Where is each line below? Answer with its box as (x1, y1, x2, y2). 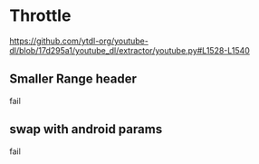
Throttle (9, 5, 72, 26)
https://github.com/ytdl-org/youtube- (9, 35, 149, 46)
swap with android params (9, 121, 163, 137)
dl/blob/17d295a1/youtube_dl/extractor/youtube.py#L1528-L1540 (9, 44, 251, 55)
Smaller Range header (9, 72, 138, 87)
